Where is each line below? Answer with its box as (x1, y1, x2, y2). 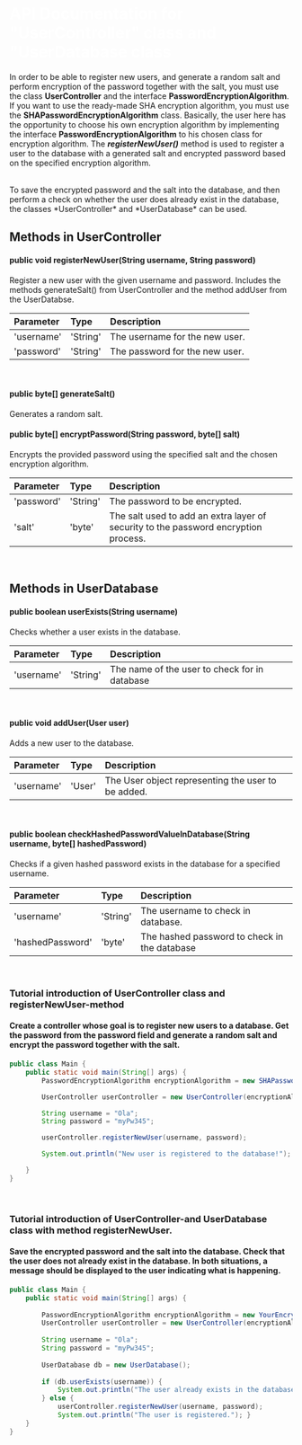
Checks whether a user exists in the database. (9, 626, 182, 637)
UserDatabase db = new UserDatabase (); (41, 1361, 191, 1370)
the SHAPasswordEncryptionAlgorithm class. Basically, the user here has (9, 110, 286, 120)
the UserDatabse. (9, 294, 75, 305)
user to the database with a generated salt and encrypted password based (9, 147, 286, 158)
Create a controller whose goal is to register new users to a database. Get (9, 1020, 289, 1032)
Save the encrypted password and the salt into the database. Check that (9, 1246, 286, 1257)
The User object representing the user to (104, 774, 277, 786)
